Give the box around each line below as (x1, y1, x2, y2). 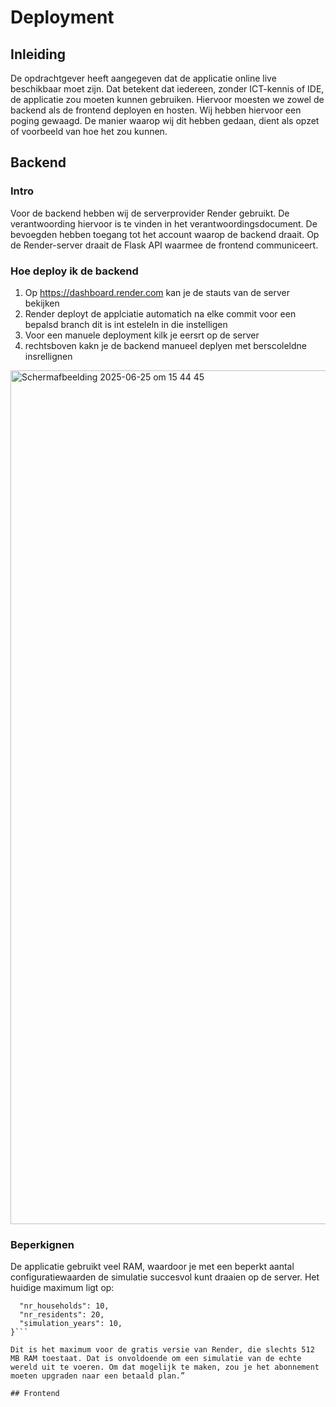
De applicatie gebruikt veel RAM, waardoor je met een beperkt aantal (10, 1261, 295, 1273)
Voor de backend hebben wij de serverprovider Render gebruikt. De (10, 207, 290, 219)
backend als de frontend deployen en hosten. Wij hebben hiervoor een (10, 104, 302, 116)
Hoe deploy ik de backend (10, 264, 139, 278)
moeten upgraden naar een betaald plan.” (10, 1371, 186, 1381)
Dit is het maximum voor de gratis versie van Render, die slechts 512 (10, 1345, 315, 1355)
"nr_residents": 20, (19, 1310, 105, 1320)
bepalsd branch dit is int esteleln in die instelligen (24, 318, 228, 330)
